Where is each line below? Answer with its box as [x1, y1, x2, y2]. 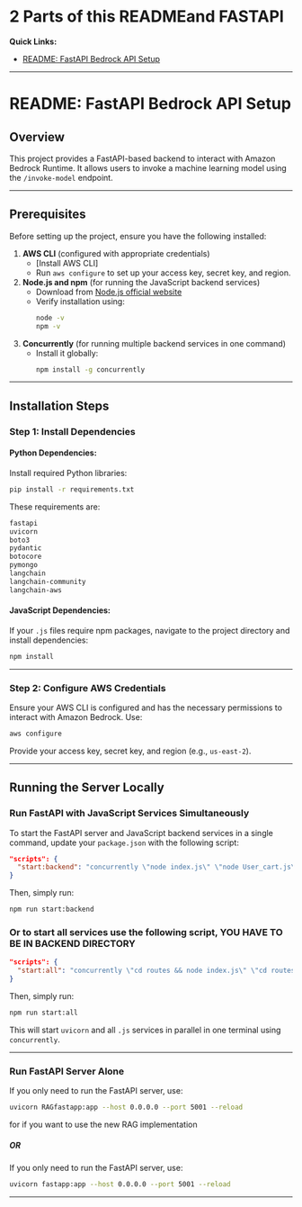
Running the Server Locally [9, 780, 164, 796]
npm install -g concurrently [35, 365, 146, 374]
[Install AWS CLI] [35, 257, 99, 268]
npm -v [35, 321, 61, 330]
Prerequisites [9, 207, 86, 222]
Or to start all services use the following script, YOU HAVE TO [9, 926, 283, 938]
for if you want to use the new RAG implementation [9, 1119, 198, 1130]
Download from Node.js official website [35, 286, 182, 297]
